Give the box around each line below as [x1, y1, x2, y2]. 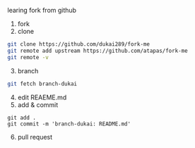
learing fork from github [7, 6, 76, 14]
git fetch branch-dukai [7, 80, 78, 87]
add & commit [17, 100, 59, 109]
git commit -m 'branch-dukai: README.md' [7, 120, 131, 128]
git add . [7, 114, 37, 121]
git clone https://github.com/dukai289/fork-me [7, 41, 150, 48]
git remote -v [7, 54, 49, 61]
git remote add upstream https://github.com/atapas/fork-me [7, 47, 189, 54]
